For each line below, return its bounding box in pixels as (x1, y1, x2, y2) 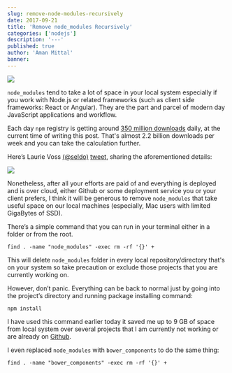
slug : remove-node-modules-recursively (7, 10, 124, 17)
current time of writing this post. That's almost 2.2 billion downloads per (7, 131, 215, 140)
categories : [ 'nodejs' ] (7, 29, 77, 37)
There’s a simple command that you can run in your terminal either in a (7, 222, 210, 231)
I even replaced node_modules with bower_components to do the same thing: (7, 346, 219, 354)
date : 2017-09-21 (7, 17, 58, 24)
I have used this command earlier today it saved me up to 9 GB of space (7, 317, 215, 325)
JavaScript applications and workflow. (7, 110, 117, 119)
